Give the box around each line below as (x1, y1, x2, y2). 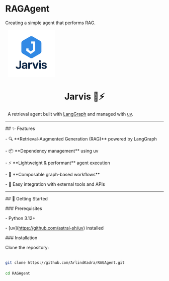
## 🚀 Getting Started (5, 195, 48, 201)
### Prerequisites (5, 205, 42, 212)
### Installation (5, 235, 38, 241)
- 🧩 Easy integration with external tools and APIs (5, 181, 105, 187)
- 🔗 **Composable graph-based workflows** (5, 171, 100, 177)
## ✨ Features (5, 125, 35, 131)
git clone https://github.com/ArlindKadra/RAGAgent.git (5, 260, 125, 265)
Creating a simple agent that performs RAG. (5, 20, 96, 26)
